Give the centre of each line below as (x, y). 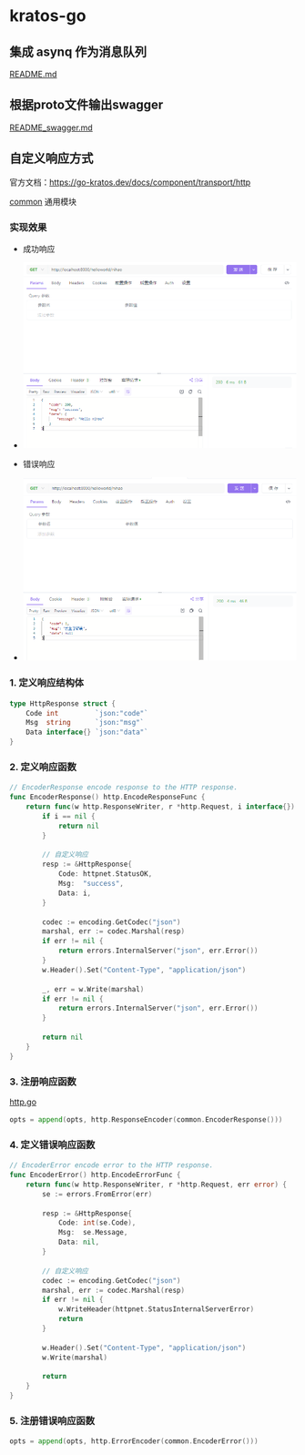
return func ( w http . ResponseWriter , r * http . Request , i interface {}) (161, 807)
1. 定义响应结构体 (47, 683)
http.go (23, 1102)
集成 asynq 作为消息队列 (78, 51)
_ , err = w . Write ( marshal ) (93, 989)
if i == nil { (69, 816)
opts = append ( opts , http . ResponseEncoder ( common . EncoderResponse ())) (146, 1120)
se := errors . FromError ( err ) (97, 1194)
